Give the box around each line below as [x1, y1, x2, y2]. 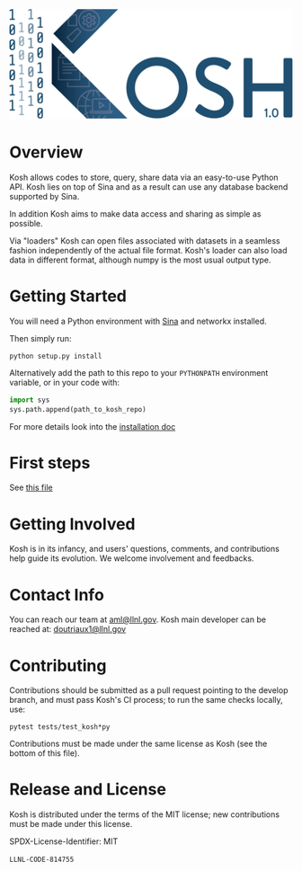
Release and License [9, 779, 166, 800]
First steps [9, 452, 91, 473]
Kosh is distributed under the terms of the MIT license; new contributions [9, 809, 280, 820]
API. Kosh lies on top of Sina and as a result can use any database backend [9, 181, 289, 192]
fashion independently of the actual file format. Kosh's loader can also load [9, 244, 288, 255]
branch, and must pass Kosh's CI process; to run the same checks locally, [9, 695, 283, 706]
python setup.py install [9, 351, 102, 360]
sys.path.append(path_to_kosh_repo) [9, 404, 147, 413]
